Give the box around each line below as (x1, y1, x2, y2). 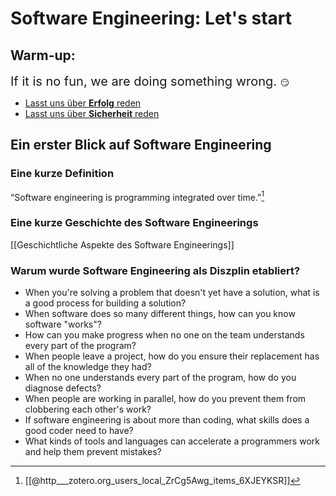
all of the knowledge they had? (24, 360, 152, 372)
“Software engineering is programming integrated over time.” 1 (10, 189, 265, 203)
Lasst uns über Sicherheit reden (24, 108, 160, 119)
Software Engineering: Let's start (10, 7, 292, 30)
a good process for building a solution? (24, 297, 187, 309)
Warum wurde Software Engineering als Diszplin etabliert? (10, 263, 301, 277)
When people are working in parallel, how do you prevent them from (24, 392, 307, 404)
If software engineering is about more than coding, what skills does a (24, 413, 310, 426)
